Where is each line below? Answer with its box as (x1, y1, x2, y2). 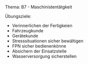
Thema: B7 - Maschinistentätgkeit (5, 4, 73, 10)
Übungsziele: (5, 13, 31, 19)
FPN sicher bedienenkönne (12, 43, 66, 49)
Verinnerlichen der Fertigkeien (12, 23, 73, 28)
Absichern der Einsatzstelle (12, 48, 67, 54)
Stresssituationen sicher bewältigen (12, 38, 84, 44)
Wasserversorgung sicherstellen (12, 53, 77, 59)
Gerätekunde (12, 33, 39, 38)
